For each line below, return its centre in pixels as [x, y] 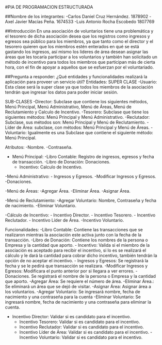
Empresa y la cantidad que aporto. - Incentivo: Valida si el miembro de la [77, 245]
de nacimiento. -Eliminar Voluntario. [41, 206]
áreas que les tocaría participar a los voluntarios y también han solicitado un [81, 57]
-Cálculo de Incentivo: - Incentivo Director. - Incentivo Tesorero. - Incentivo [80, 215]
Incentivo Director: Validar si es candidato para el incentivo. [72, 317]
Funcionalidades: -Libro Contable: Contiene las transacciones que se [74, 230]
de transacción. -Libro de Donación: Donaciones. [61, 162]
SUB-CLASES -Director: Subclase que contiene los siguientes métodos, [77, 101]
